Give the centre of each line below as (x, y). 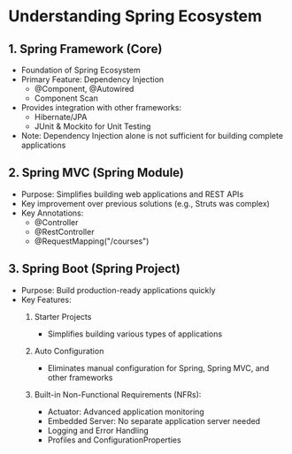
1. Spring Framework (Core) (85, 49)
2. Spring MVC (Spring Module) (96, 173)
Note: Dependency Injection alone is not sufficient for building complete (152, 136)
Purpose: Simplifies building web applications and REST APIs (132, 194)
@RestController (64, 231)
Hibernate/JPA (61, 117)
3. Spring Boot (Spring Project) (94, 269)
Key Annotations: (52, 213)
